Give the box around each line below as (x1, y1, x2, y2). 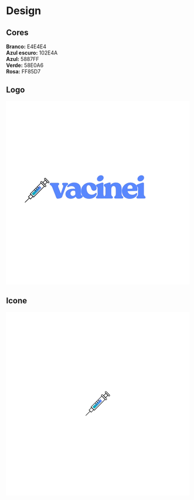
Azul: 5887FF (6, 56, 39, 62)
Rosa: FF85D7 (6, 68, 41, 75)
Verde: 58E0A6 (6, 62, 44, 69)
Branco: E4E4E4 (6, 43, 47, 50)
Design (6, 4, 42, 18)
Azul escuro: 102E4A (6, 49, 58, 56)
